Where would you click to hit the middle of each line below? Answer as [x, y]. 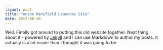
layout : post [19, 9]
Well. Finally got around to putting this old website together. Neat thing [77, 33]
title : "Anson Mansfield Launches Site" [47, 14]
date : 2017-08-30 [23, 18]
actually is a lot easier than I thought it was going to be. [61, 43]
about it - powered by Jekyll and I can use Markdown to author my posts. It [81, 37]
